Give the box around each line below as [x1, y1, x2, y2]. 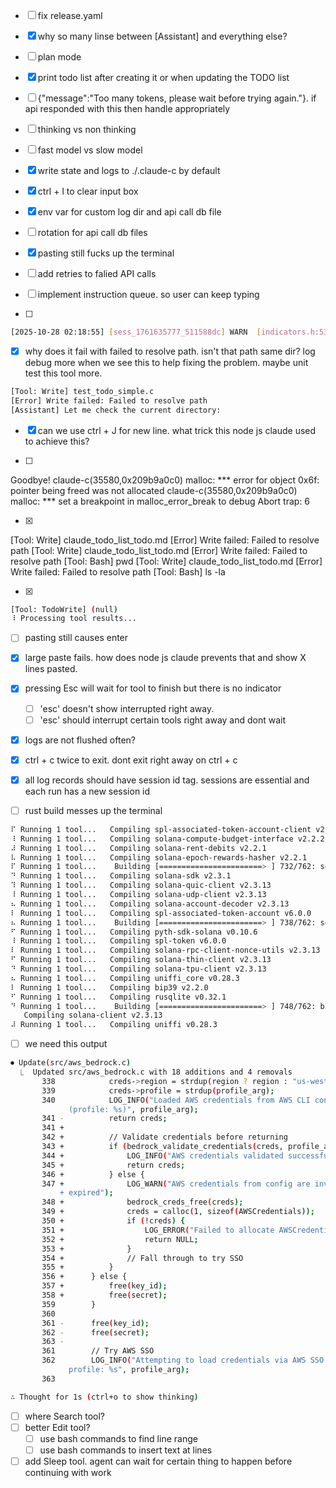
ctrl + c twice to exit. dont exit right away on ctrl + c [24, 754, 238, 766]
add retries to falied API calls [37, 268, 157, 279]
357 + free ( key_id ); [41, 1281, 168, 1291]
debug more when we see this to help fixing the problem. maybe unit [24, 356, 309, 368]
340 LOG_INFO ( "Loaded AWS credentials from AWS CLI [41, 1095, 311, 1105]
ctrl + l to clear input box [37, 185, 139, 197]
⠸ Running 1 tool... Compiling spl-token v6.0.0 [10, 936, 227, 946]
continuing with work [24, 1467, 112, 1478]
